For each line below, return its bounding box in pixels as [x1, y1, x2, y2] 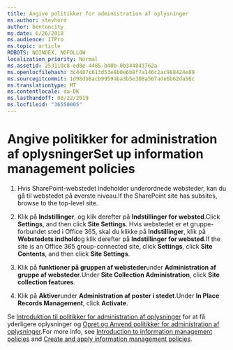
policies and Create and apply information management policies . [7, 335, 193, 343]
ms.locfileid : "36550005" [7, 101, 82, 108]
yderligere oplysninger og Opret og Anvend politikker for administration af [7, 319, 220, 328]
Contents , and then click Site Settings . [17, 249, 130, 258]
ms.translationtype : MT [7, 82, 77, 89]
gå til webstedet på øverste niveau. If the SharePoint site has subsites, [17, 191, 218, 200]
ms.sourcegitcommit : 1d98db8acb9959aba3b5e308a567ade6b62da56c [7, 75, 195, 82]
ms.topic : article [7, 43, 61, 50]
